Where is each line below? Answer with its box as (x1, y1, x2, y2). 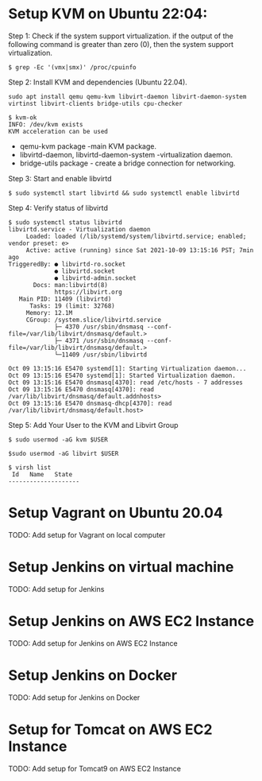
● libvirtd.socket (54, 267, 115, 275)
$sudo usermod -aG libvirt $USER (8, 449, 119, 457)
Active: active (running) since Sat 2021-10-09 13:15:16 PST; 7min (25, 246, 254, 255)
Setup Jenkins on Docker (8, 666, 177, 684)
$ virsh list (8, 463, 52, 472)
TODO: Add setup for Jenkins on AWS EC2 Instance (8, 638, 178, 648)
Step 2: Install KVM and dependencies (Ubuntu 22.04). (8, 77, 188, 87)
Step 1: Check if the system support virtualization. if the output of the (8, 31, 234, 41)
